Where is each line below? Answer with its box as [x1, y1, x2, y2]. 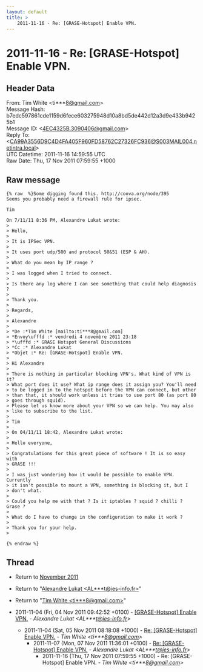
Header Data [6, 83, 55, 93]
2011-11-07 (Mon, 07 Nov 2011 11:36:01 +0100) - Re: [33, 640, 161, 647]
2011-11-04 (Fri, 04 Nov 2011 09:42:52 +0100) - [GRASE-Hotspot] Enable [15, 608, 197, 616]
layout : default [6, 8, 47, 15]
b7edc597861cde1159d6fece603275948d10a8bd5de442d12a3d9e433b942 [6, 112, 196, 119]
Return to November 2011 [15, 573, 79, 581]
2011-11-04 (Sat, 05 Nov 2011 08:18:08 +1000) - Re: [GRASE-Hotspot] [24, 627, 198, 634]
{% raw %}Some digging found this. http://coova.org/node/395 [6, 191, 170, 197]
